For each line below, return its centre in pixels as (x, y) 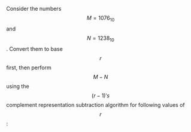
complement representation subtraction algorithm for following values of (95, 105)
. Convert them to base (34, 49)
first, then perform (29, 67)
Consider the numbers (34, 9)
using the (18, 86)
